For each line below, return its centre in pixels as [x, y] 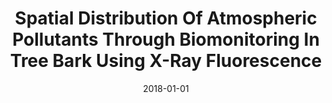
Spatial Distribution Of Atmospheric [166, 18]
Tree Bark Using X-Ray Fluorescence [166, 61]
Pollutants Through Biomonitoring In [166, 39]
